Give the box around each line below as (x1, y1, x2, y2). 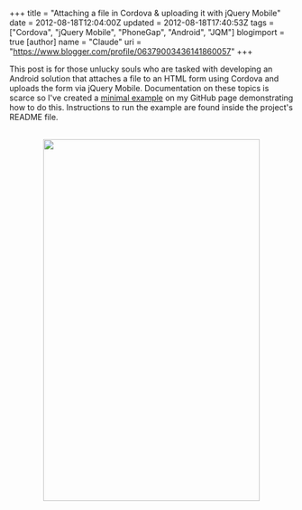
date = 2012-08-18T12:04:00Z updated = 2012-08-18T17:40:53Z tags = (9, 17, 275, 28)
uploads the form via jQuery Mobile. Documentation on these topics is (9, 83, 270, 93)
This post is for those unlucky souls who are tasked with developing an (9, 63, 273, 74)
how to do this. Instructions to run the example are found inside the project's (9, 102, 293, 112)
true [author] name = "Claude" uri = (9, 36, 142, 47)
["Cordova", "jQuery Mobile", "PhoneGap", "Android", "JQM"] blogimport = (9, 27, 286, 37)
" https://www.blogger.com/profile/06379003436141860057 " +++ (9, 46, 253, 57)
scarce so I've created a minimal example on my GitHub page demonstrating (9, 92, 294, 103)
